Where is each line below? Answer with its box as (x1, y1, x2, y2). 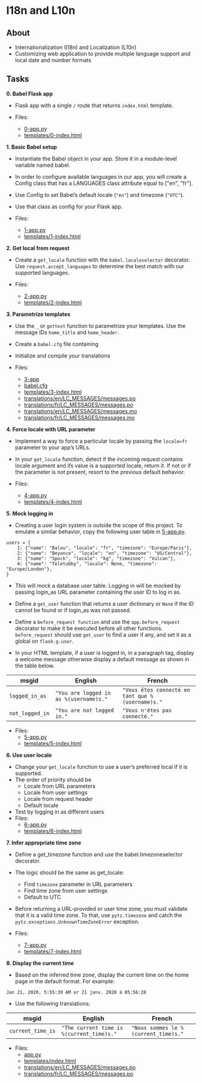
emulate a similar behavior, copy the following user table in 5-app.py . (14, 528, 186, 535)
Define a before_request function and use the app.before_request (14, 618, 180, 625)
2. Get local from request (6, 244, 70, 251)
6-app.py (23, 821, 47, 828)
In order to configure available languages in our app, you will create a (14, 173, 187, 180)
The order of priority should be (14, 776, 92, 783)
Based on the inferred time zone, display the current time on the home (14, 971, 189, 979)
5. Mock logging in (6, 510, 54, 517)
